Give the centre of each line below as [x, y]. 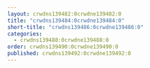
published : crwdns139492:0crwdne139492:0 [69, 54]
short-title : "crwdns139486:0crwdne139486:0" [75, 27]
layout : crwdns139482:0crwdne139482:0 [64, 14]
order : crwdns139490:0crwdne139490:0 [63, 47]
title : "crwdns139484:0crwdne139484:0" [66, 21]
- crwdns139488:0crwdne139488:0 [62, 40]
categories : [25, 34]
